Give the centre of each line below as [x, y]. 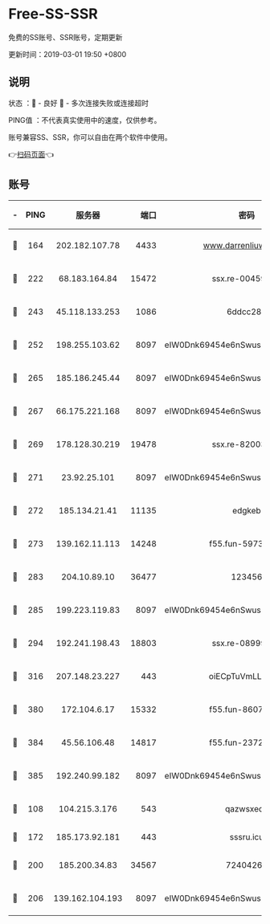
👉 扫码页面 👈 [31, 154]
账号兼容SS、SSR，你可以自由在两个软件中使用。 [90, 137]
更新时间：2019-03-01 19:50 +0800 [67, 54]
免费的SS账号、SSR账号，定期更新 [65, 37]
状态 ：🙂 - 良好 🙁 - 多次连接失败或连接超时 [78, 103]
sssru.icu [247, 836]
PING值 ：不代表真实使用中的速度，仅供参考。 [85, 120]
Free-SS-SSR [53, 14]
